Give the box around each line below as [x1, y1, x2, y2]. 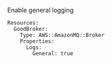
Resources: [7, 20, 39, 27]
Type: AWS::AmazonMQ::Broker [20, 31, 105, 38]
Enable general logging [7, 6, 74, 14]
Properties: [20, 38, 55, 45]
